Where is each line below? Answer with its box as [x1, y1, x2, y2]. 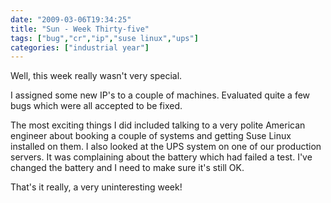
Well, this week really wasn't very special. [10, 70, 183, 82]
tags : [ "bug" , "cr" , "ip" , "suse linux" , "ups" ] [10, 33, 199, 43]
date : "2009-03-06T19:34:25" [10, 14, 132, 25]
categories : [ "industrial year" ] [10, 42, 150, 53]
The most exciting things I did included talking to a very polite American [10, 119, 306, 131]
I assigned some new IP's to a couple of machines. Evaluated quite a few [10, 89, 311, 101]
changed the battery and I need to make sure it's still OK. [10, 162, 245, 174]
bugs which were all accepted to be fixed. [10, 100, 183, 112]
